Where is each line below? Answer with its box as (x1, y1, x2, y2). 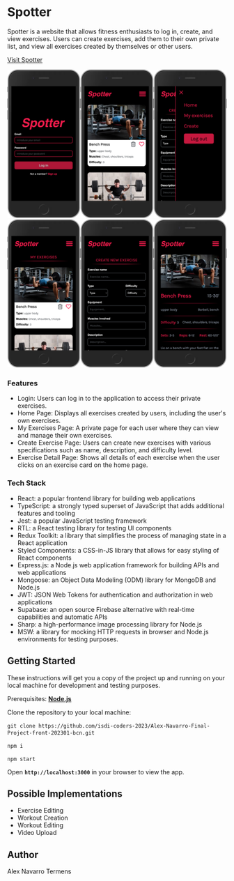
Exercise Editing (17, 806, 64, 815)
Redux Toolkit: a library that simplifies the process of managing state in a (17, 531, 226, 539)
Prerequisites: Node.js (7, 694, 72, 703)
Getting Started (7, 655, 76, 667)
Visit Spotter (7, 55, 43, 63)
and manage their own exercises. (17, 431, 113, 440)
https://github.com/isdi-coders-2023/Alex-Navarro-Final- (38, 722, 210, 729)
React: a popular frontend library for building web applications (17, 494, 196, 503)
